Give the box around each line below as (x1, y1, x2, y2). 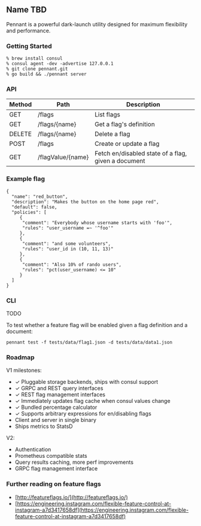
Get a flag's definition (95, 120, 156, 129)
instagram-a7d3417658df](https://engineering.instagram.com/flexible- (14, 506, 189, 513)
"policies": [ (11, 209, 47, 215)
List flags (95, 111, 121, 119)
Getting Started (6, 42, 52, 50)
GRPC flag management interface (14, 465, 98, 472)
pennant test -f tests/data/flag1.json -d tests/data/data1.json (6, 340, 172, 345)
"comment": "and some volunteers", (22, 240, 111, 247)
